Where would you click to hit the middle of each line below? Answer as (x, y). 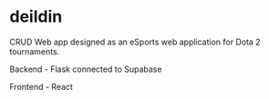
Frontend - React (41, 86)
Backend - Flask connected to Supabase (86, 69)
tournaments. (35, 51)
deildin (36, 17)
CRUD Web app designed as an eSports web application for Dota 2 (135, 42)
